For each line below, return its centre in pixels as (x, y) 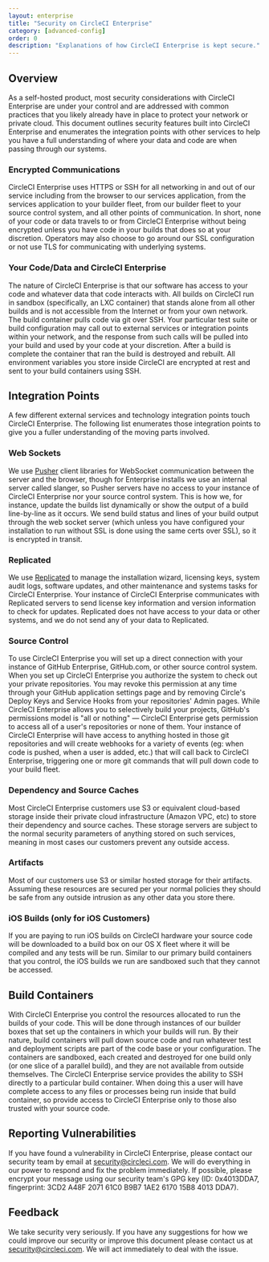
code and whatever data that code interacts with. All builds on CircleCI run (131, 293)
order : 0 (23, 38)
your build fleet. (35, 769)
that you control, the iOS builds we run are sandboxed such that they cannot (134, 961)
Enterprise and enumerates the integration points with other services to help (134, 131)
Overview (33, 78)
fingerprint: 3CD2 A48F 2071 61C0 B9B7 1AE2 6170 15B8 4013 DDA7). (124, 1187)
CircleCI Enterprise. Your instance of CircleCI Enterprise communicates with (134, 594)
